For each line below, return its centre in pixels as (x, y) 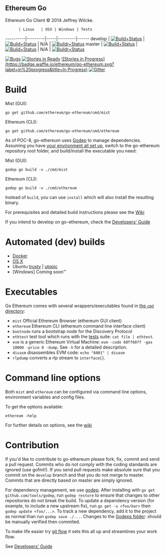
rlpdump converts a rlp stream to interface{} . (59, 358)
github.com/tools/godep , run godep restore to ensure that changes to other (83, 495)
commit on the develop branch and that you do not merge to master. (75, 475)
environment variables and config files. (45, 397)
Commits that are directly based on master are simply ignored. (69, 480)
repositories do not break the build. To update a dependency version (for (80, 500)
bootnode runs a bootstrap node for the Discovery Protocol (72, 331)
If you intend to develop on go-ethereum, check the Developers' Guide (78, 222)
